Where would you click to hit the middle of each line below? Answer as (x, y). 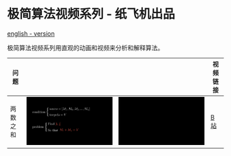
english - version (31, 33)
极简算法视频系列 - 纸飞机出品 (91, 14)
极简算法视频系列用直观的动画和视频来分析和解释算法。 (85, 47)
